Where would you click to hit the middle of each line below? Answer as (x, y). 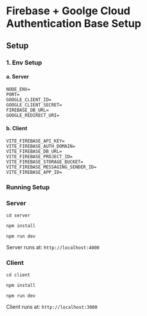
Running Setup (28, 187)
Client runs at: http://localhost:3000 (52, 307)
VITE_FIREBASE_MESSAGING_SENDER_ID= (51, 167)
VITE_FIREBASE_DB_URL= (34, 151)
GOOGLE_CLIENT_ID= (29, 99)
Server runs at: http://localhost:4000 (53, 248)
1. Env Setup (24, 62)
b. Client (17, 129)
